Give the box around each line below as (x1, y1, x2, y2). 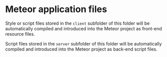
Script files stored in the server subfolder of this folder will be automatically (5, 40, 162, 46)
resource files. (5, 31, 35, 37)
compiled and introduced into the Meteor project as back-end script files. (5, 46, 158, 52)
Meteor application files (5, 4, 107, 15)
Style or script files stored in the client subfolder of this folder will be (5, 20, 150, 26)
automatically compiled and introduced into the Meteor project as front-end (5, 25, 162, 31)
